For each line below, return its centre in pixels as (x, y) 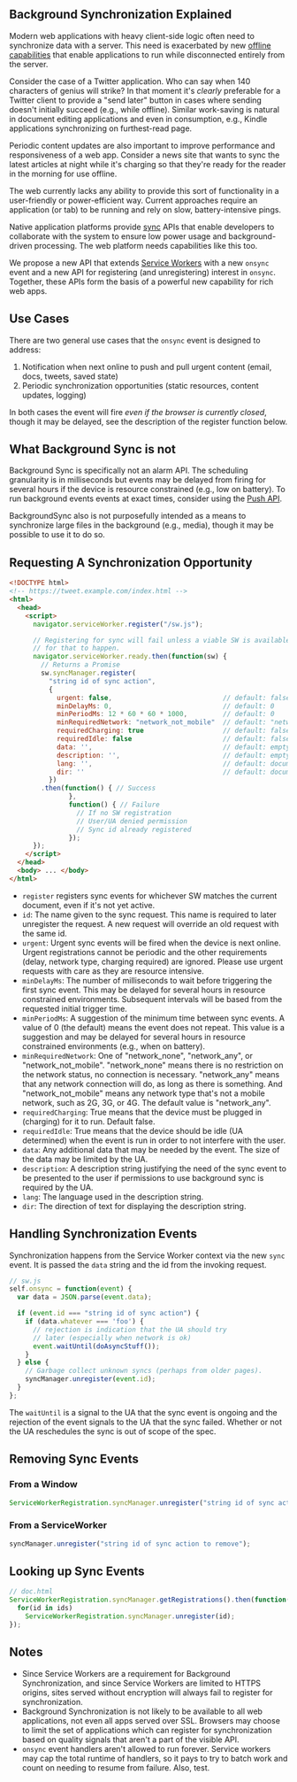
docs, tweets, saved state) (70, 376)
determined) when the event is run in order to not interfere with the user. (153, 1140)
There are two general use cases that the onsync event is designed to (135, 340)
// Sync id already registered (134, 829)
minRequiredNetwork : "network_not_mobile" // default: (161, 722)
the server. (29, 64)
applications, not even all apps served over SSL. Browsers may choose (151, 1720)
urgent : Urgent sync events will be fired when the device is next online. (151, 943)
